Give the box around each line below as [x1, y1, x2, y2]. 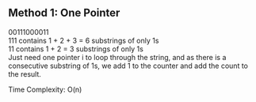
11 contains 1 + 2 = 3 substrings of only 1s [8, 43, 144, 54]
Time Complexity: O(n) [8, 85, 82, 94]
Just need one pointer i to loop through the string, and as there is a [8, 52, 227, 62]
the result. [8, 69, 42, 78]
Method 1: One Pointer [8, 6, 120, 20]
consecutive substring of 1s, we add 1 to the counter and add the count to [8, 61, 248, 70]
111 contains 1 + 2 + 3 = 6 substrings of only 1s [8, 36, 159, 45]
